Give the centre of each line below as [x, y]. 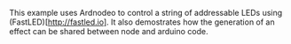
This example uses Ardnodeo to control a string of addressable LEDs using [146, 13]
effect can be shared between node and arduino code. [109, 31]
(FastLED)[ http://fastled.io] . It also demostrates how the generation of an [142, 22]
